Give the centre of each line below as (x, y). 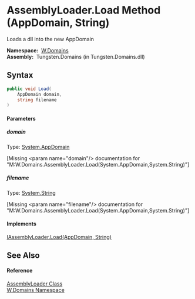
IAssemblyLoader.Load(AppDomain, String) (59, 237)
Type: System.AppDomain (38, 147)
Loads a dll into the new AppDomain (51, 39)
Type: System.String (31, 192)
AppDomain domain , (40, 94)
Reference (20, 270)
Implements (22, 224)
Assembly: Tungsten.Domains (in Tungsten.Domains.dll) (76, 57)
